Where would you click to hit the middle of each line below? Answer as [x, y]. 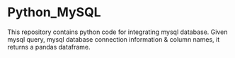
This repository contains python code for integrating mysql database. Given [117, 32]
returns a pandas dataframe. [49, 47]
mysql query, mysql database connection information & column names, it [114, 39]
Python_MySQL [54, 12]
